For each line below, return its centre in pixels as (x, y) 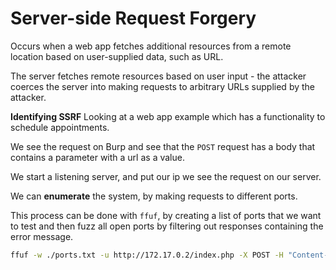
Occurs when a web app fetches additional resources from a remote (151, 46)
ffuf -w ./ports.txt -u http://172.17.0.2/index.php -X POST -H (147, 255)
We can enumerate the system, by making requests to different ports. (154, 196)
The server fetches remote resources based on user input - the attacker (158, 76)
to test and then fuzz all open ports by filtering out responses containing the (167, 226)
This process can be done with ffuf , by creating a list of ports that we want (166, 215)
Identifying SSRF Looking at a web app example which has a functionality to (168, 116)
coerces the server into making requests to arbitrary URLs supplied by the (163, 86)
